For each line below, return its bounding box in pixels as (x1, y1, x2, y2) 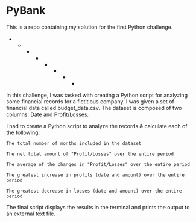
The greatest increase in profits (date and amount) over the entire (6, 172, 185, 178)
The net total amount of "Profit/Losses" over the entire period (6, 151, 174, 157)
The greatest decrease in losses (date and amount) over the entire (6, 188, 182, 194)
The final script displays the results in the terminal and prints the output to (6, 203, 190, 211)
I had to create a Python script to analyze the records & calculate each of (6, 122, 188, 129)
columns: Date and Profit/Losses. (6, 111, 89, 118)
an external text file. (6, 210, 56, 217)
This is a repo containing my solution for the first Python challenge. (6, 23, 173, 31)
